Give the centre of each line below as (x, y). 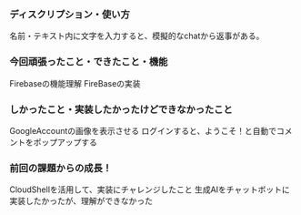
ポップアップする (65, 142)
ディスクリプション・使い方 (70, 14)
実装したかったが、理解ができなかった (81, 201)
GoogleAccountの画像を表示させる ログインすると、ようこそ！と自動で (143, 130)
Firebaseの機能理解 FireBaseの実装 (75, 83)
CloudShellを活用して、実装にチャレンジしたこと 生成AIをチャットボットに (150, 189)
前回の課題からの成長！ (60, 168)
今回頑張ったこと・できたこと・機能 (89, 62)
